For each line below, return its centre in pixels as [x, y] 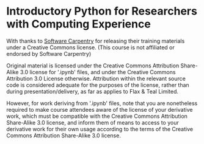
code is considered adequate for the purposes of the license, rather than [98, 85]
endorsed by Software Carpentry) [49, 53]
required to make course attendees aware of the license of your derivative [100, 109]
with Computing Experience [78, 24]
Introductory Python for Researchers [102, 11]
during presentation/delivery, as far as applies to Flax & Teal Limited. [93, 91]
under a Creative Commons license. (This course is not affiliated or [91, 47]
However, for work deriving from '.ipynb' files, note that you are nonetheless [102, 103]
